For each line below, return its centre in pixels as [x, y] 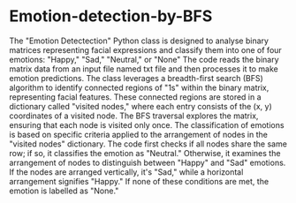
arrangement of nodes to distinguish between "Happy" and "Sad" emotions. [148, 162]
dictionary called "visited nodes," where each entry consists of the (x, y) [140, 106]
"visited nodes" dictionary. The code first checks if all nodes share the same [148, 144]
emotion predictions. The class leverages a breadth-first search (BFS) [136, 78]
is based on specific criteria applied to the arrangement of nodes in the [138, 134]
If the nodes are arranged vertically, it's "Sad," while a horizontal [126, 172]
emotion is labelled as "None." [64, 191]
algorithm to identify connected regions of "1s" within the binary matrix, [139, 87]
